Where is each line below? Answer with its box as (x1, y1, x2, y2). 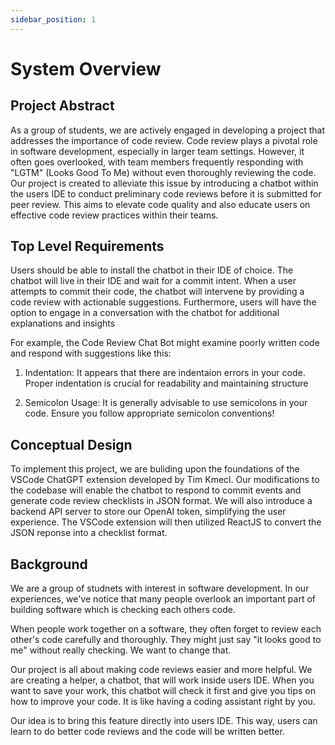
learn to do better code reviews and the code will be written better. (10, 726, 285, 738)
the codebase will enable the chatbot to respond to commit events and (10, 484, 302, 496)
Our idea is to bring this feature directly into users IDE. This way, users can (10, 715, 318, 727)
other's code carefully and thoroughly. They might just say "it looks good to (10, 634, 322, 646)
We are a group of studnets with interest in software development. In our (10, 582, 310, 595)
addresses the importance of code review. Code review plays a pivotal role (10, 134, 318, 146)
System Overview (10, 57, 162, 80)
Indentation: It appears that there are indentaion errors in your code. (24, 367, 306, 379)
